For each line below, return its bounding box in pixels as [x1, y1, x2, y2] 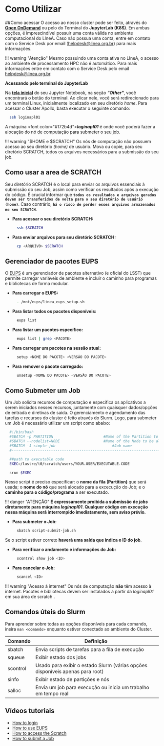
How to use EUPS [12, 725, 48, 731]
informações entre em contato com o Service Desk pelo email [5, 65, 129, 72]
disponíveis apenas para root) [35, 668, 104, 674]
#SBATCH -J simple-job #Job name [9, 443, 132, 448]
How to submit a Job [12, 735, 54, 741]
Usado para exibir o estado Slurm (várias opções [35, 662, 147, 669]
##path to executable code [9, 457, 64, 461]
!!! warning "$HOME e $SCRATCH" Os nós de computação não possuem [5, 138, 151, 144]
